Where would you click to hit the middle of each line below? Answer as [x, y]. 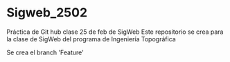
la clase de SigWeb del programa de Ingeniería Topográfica [91, 39]
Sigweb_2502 [47, 13]
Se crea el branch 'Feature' [45, 52]
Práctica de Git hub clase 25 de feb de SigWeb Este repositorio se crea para [115, 32]
